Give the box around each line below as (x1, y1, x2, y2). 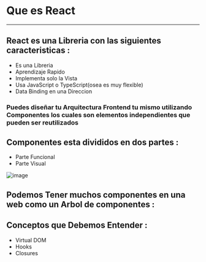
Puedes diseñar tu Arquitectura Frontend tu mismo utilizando (6, 102, 193, 111)
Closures (15, 249, 39, 256)
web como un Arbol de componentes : (6, 199, 155, 209)
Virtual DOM (15, 236, 47, 244)
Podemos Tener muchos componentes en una (6, 190, 186, 200)
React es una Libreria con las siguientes (6, 36, 161, 46)
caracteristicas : (6, 45, 71, 56)
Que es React (6, 4, 75, 18)
